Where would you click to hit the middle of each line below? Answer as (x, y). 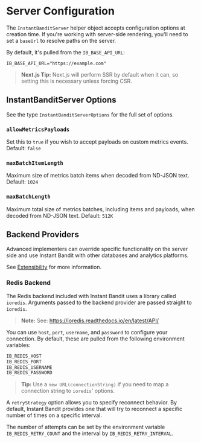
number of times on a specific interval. (54, 415)
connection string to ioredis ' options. (68, 391)
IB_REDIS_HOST (24, 356)
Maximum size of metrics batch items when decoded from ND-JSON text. (98, 176)
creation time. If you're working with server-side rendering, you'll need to (97, 34)
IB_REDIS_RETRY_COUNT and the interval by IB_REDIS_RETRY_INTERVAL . (90, 433)
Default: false (24, 148)
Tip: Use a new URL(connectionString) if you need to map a (95, 384)
